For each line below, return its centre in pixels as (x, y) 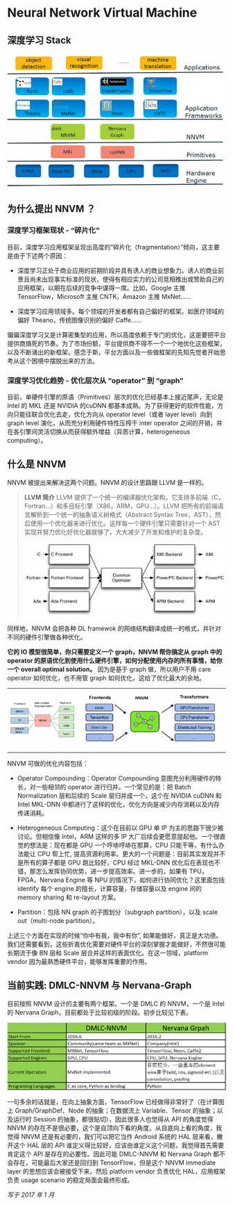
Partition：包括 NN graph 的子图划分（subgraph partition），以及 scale (118, 912)
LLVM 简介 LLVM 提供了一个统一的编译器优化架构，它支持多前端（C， (124, 497)
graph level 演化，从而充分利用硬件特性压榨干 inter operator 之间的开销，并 (115, 423)
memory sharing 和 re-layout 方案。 (68, 897)
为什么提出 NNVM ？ (51, 209)
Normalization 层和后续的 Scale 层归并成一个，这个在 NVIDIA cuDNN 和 (119, 795)
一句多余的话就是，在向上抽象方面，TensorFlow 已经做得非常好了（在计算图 (116, 1102)
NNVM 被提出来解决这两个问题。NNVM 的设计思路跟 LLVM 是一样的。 (107, 482)
